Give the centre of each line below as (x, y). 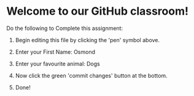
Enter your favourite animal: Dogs (57, 64)
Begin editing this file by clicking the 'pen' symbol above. (87, 40)
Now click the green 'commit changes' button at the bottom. (91, 75)
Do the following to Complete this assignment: (65, 28)
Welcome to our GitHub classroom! (98, 11)
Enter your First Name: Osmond (55, 52)
